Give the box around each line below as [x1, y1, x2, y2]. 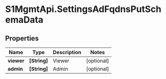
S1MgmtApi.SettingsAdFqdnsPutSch [5, 3, 161, 15]
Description [52, 49, 81, 55]
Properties [5, 34, 39, 42]
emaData [5, 14, 43, 25]
